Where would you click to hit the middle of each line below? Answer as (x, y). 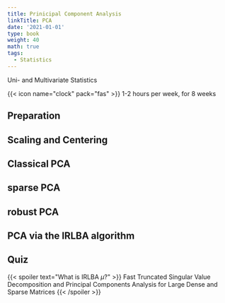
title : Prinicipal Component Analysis (64, 14)
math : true (23, 47)
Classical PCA (39, 164)
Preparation (34, 116)
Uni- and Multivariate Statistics (52, 80)
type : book (23, 34)
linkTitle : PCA (30, 20)
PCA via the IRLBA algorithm (71, 236)
